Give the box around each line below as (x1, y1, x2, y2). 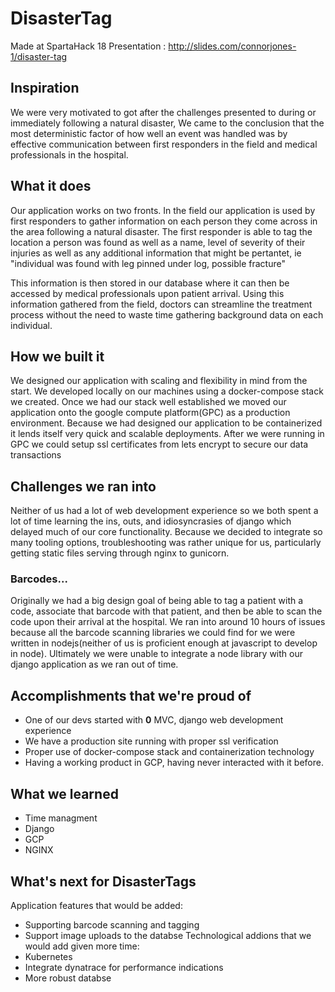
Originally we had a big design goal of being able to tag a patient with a (10, 595, 304, 607)
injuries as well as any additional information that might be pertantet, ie (10, 247, 302, 259)
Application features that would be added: (10, 899, 183, 911)
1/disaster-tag (10, 50, 68, 62)
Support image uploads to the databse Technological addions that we (24, 929, 312, 941)
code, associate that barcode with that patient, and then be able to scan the (10, 605, 323, 617)
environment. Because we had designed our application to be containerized (10, 417, 323, 429)
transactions (10, 449, 62, 461)
